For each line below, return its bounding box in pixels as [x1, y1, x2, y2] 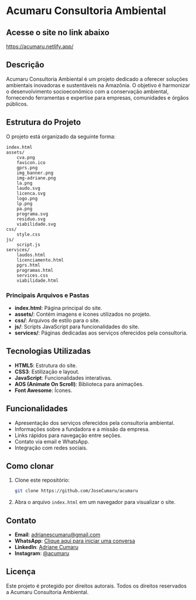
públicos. [6, 100, 29, 107]
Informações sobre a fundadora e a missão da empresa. [14, 425, 150, 432]
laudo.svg [16, 185, 41, 191]
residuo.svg [16, 216, 46, 222]
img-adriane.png [16, 175, 57, 181]
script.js [16, 241, 41, 247]
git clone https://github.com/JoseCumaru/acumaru [14, 488, 139, 494]
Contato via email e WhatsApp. [14, 438, 90, 445]
